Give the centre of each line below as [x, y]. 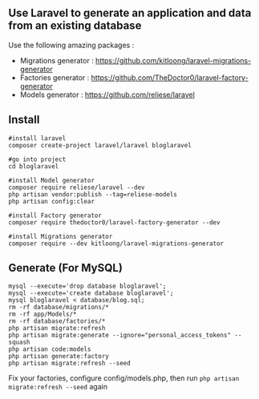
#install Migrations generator [61, 236]
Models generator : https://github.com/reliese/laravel [107, 95]
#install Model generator [51, 180]
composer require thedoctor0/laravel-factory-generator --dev [114, 222]
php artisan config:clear [51, 201]
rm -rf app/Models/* [43, 314]
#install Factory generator [55, 216]
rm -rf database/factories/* [57, 321]
